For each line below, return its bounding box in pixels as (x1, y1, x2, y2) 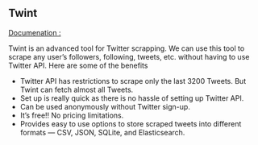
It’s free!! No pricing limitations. (19, 110, 124, 120)
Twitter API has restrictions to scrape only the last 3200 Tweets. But (19, 76, 247, 85)
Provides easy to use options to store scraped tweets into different (19, 118, 242, 128)
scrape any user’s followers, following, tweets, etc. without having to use (8, 52, 250, 61)
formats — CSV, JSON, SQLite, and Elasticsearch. (19, 127, 185, 137)
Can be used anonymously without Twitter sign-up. (19, 101, 191, 111)
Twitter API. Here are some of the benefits (8, 60, 148, 70)
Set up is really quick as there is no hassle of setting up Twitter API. (19, 93, 244, 103)
